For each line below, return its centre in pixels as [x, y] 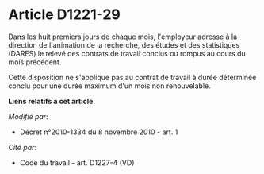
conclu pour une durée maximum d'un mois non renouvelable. [110, 86]
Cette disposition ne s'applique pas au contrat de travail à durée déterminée [132, 77]
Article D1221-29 [65, 15]
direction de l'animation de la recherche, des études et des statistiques [124, 44]
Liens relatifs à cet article [51, 101]
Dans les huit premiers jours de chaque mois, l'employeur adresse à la [123, 37]
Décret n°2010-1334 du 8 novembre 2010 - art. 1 [99, 132]
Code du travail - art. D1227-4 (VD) [77, 162]
